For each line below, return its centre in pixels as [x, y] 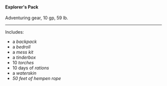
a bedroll [21, 47]
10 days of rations [31, 68]
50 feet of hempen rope [37, 79]
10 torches [23, 63]
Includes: [14, 32]
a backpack [25, 42]
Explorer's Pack [22, 7]
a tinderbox [24, 57]
